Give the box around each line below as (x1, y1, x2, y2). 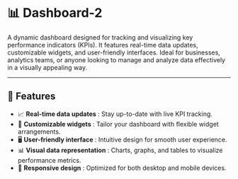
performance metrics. (17, 156, 81, 164)
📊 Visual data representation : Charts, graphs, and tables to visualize (17, 146, 223, 154)
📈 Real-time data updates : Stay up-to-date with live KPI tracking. (17, 110, 212, 118)
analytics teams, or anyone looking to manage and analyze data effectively (7, 55, 225, 64)
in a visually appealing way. (7, 63, 87, 71)
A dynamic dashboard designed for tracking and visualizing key (7, 33, 193, 42)
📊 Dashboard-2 (7, 5, 103, 21)
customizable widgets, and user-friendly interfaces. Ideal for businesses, (7, 48, 221, 57)
